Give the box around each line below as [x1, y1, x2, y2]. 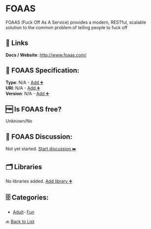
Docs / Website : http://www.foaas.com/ [5, 52, 87, 58]
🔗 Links [5, 39, 29, 47]
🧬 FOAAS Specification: [5, 66, 80, 75]
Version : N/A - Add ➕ [5, 90, 50, 96]
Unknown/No [5, 118, 32, 124]
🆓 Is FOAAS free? [5, 105, 62, 114]
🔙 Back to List [5, 218, 35, 225]
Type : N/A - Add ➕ [5, 79, 44, 85]
